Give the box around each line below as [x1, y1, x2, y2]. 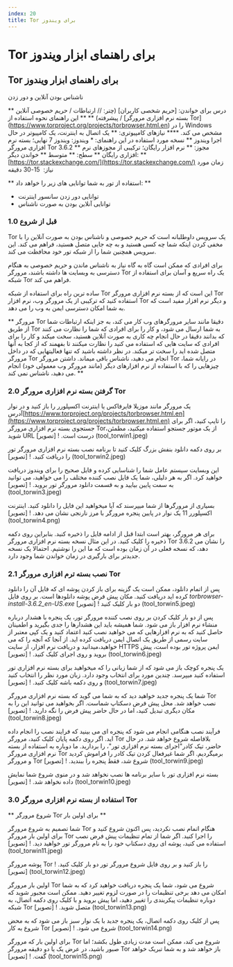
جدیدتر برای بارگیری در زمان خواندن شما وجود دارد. [8, 552, 141, 560]
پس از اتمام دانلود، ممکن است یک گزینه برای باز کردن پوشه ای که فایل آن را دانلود [8, 585, 221, 593]
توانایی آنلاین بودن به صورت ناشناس [17, 199, 111, 208]
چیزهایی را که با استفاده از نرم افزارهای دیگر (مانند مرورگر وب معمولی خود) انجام [8, 361, 219, 370]
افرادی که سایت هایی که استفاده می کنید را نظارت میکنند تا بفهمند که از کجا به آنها [8, 339, 220, 347]
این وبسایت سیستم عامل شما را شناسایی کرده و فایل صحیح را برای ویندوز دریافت [8, 466, 219, 474]
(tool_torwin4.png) [8, 516, 61, 524]
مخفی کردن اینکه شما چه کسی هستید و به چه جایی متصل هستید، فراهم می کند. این [8, 240, 223, 248]
